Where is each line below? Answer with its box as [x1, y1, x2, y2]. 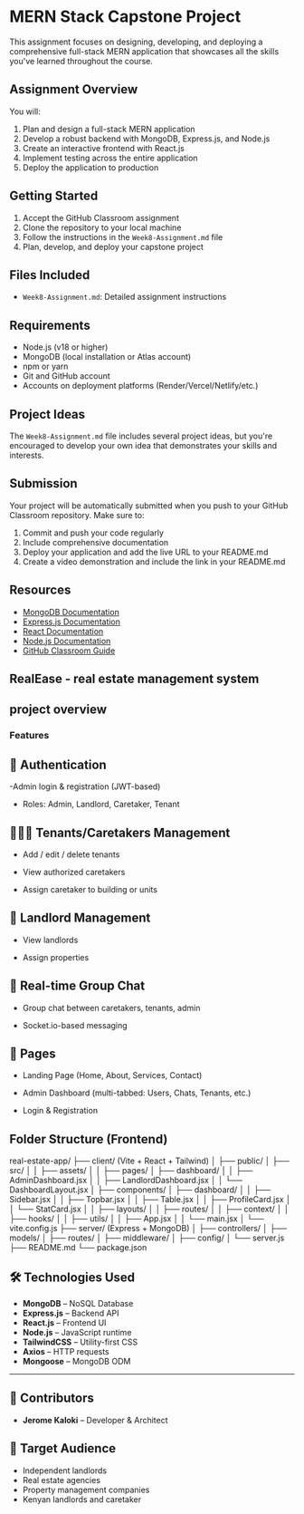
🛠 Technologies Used [9, 1269, 136, 1285]
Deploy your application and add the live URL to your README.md [22, 546, 269, 557]
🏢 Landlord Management [9, 911, 151, 926]
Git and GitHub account [22, 371, 110, 381]
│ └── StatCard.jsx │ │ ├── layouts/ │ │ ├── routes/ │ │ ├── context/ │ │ [9, 1203, 290, 1215]
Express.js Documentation [22, 616, 120, 627]
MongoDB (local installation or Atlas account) [22, 352, 192, 362]
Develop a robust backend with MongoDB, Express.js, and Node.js [22, 133, 271, 144]
